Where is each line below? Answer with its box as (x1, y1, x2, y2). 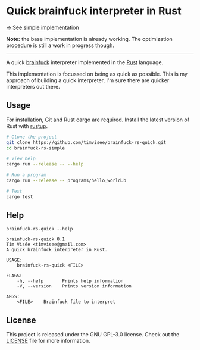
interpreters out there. (6, 83, 61, 90)
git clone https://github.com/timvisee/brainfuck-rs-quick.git (6, 139, 167, 145)
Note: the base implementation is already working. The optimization (6, 35, 173, 42)
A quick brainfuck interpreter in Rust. (6, 247, 108, 253)
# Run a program (6, 172, 46, 178)
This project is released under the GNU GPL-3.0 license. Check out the (6, 331, 180, 338)
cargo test (6, 193, 33, 200)
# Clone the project (6, 134, 58, 140)
